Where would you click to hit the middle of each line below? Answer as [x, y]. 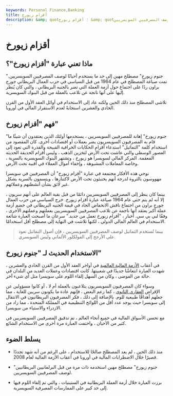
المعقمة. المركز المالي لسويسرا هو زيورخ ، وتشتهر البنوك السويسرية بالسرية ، [80, 158]
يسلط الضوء [23, 339]
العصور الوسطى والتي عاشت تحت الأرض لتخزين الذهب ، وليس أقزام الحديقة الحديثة [86, 153]
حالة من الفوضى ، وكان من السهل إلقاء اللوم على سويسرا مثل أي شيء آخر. [78, 276]
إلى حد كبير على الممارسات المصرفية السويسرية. [61, 388]
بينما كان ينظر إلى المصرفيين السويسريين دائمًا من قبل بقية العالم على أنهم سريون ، [85, 194]
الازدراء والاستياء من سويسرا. [34, 308]
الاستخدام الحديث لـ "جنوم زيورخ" [54, 253]
